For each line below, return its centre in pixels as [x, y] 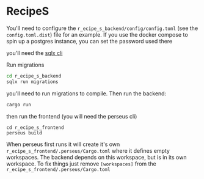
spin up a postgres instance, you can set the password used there [89, 41]
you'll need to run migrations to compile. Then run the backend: [86, 93]
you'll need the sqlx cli [35, 53]
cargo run [19, 104]
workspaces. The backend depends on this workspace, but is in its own [97, 157]
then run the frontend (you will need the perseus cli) [72, 116]
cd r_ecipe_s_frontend [35, 127]
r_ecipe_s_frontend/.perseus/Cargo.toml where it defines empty [88, 150]
